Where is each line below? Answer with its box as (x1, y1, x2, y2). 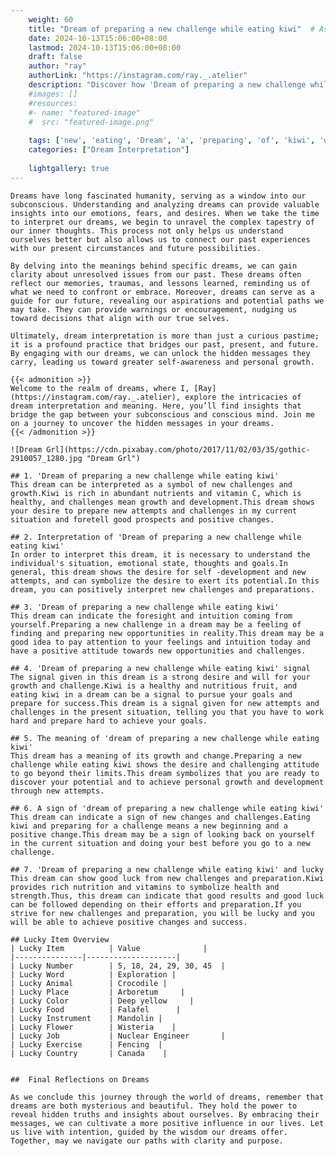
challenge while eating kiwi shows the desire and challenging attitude (10, 759, 320, 770)
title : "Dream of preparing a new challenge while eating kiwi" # (28, 24, 315, 34)
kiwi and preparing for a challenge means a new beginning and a (10, 821, 288, 831)
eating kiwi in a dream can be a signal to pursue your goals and (10, 689, 293, 700)
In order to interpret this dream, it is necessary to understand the (10, 549, 311, 560)
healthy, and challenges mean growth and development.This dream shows (10, 497, 315, 507)
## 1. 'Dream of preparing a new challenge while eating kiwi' (10, 471, 280, 481)
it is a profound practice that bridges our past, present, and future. (10, 339, 320, 350)
